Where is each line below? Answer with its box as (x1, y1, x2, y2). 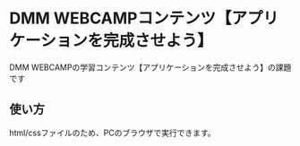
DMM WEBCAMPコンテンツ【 (9, 8, 232, 29)
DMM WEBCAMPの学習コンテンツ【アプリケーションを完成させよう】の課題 (9, 62, 292, 73)
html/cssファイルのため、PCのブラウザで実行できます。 (9, 127, 217, 138)
